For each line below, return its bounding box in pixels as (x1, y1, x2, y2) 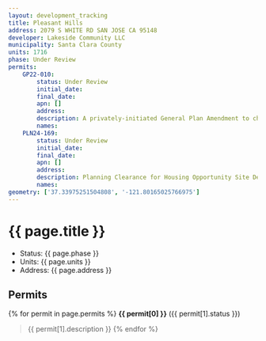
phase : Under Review (8, 56, 77, 64)
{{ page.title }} (8, 222, 106, 240)
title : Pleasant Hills (8, 19, 83, 27)
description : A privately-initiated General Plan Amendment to (36, 115, 249, 123)
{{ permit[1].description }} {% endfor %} (27, 324, 158, 334)
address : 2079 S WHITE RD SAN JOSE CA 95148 (8, 26, 158, 34)
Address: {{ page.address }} (19, 265, 112, 275)
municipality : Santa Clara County (8, 41, 123, 49)
